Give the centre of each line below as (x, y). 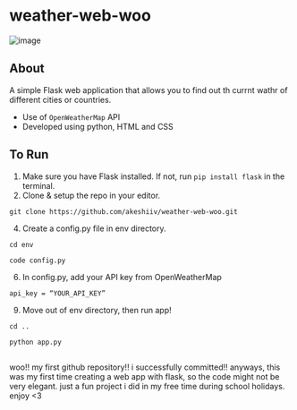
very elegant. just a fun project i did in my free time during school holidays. (147, 386)
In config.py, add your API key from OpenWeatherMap (122, 277)
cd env (21, 244)
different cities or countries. (60, 99)
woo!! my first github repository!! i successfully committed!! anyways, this (145, 367)
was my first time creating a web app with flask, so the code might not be (144, 376)
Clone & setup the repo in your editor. (91, 195)
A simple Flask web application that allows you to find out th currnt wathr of (148, 90)
